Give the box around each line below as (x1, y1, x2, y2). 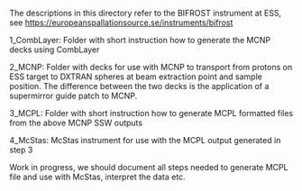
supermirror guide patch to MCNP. (9, 90, 138, 101)
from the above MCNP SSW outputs (9, 117, 142, 128)
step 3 (9, 144, 33, 155)
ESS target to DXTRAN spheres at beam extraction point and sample (9, 71, 263, 82)
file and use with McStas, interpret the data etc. (9, 171, 187, 182)
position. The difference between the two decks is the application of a (9, 81, 270, 91)
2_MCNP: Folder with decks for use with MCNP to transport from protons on (9, 62, 293, 72)
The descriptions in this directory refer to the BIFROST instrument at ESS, (9, 8, 282, 18)
